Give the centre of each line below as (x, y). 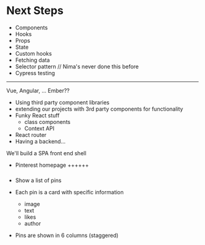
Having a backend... (40, 141)
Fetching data (32, 60)
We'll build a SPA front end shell (46, 153)
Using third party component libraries (62, 102)
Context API (39, 128)
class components (47, 122)
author (33, 224)
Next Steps (35, 11)
